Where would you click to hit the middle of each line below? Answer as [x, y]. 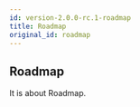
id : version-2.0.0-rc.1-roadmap [70, 18]
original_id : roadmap [50, 34]
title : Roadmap [38, 26]
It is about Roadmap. [48, 93]
